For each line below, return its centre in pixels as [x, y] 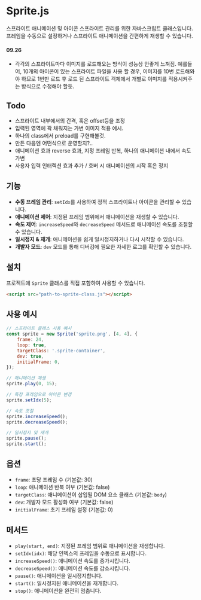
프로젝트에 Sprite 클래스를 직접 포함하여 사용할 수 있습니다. [76, 283]
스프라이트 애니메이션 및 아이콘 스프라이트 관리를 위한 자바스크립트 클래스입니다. [100, 28]
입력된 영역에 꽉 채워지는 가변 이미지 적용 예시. [69, 128]
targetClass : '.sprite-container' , [61, 351]
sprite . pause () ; [26, 438]
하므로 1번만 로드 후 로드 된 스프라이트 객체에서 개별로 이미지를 [94, 79]
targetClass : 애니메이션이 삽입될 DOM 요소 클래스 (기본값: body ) [91, 494]
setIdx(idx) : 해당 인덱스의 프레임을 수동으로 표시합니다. [81, 553]
